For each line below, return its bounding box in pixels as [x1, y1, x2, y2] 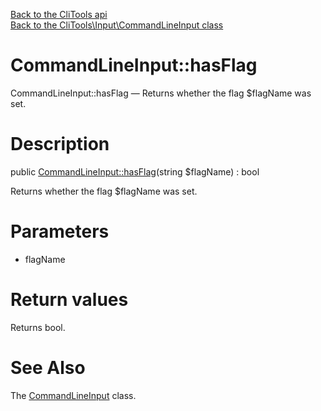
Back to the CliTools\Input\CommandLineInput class [10, 19, 224, 31]
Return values [10, 289, 129, 311]
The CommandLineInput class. [10, 389, 137, 401]
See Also [10, 356, 86, 379]
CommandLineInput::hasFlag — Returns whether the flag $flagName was [10, 87, 312, 99]
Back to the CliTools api [10, 9, 108, 20]
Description [10, 133, 110, 156]
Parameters [10, 220, 110, 243]
